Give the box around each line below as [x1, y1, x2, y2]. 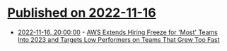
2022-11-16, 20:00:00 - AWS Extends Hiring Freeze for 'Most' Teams [17, 28, 218, 36]
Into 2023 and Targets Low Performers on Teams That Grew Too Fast [17, 35, 221, 43]
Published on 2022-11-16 [7, 5, 157, 21]
